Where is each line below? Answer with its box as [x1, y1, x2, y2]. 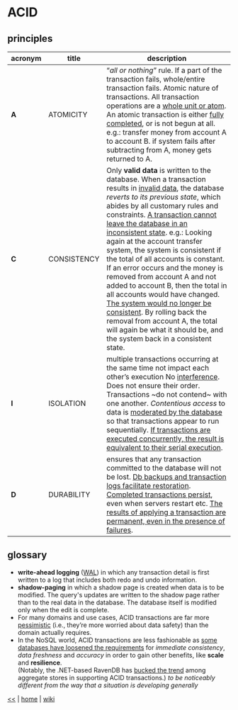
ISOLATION [48, 398, 86, 408]
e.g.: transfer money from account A [106, 128, 227, 137]
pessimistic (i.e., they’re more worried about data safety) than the [17, 621, 209, 629]
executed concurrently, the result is [106, 434, 225, 444]
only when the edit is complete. [17, 605, 110, 614]
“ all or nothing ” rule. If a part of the [106, 65, 222, 75]
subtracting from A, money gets [106, 145, 212, 154]
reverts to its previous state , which [106, 192, 221, 202]
